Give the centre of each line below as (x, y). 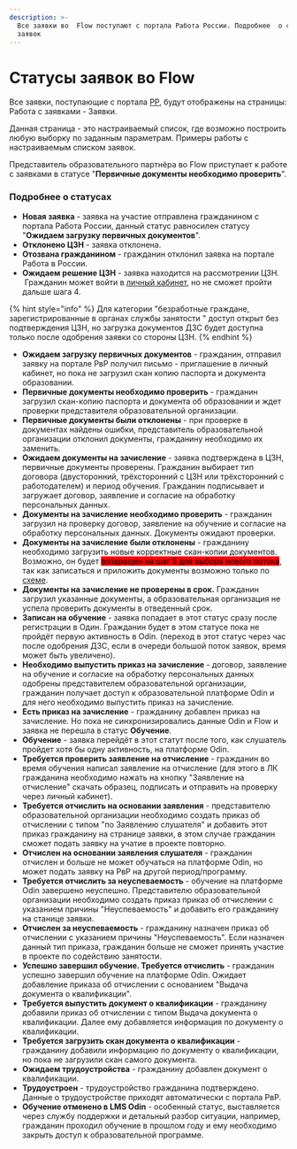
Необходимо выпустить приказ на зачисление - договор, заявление (154, 664)
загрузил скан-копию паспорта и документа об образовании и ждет (151, 401)
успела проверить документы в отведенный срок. (117, 608)
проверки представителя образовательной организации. (130, 410)
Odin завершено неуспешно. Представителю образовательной (141, 890)
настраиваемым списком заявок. (72, 148)
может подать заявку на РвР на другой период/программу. (134, 871)
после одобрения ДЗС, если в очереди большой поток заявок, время (154, 645)
